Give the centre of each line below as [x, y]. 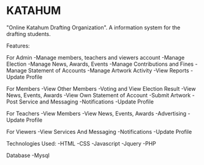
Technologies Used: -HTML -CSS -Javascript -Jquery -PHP [81, 143]
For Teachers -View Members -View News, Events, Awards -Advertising [97, 113]
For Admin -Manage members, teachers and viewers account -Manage [95, 57]
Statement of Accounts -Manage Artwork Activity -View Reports [109, 70]
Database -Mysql [28, 155]
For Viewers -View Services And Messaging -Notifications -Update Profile [99, 132]
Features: [18, 46]
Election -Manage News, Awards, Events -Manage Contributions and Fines [100, 64]
